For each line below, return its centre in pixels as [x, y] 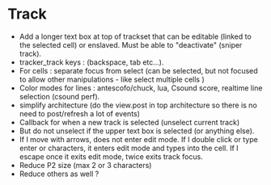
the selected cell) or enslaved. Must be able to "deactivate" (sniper [131, 44]
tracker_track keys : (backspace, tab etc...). [91, 62]
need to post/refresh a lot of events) [80, 113]
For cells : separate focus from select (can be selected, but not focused [138, 70]
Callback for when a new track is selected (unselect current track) [129, 122]
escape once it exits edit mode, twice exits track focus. [111, 156]
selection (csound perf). [59, 96]
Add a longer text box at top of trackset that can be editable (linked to [135, 36]
